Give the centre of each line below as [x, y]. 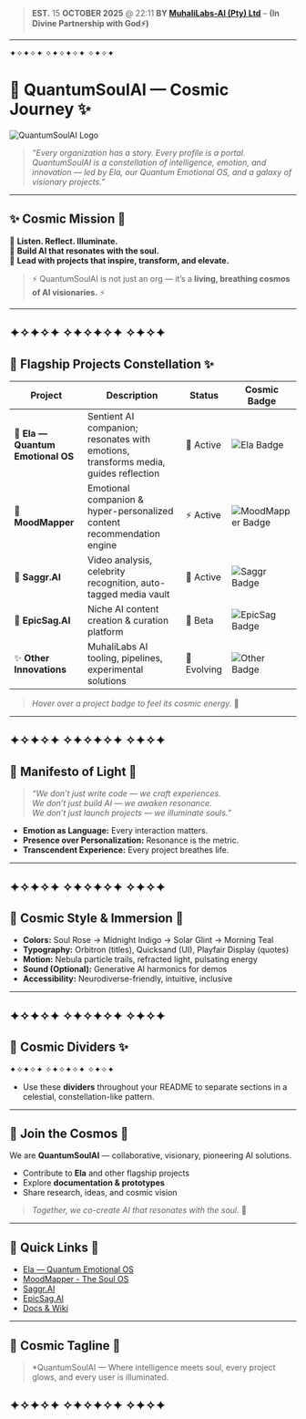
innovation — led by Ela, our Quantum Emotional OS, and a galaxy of [162, 171]
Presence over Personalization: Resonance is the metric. [131, 840]
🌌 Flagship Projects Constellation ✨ [112, 364]
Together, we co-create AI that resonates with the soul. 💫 [139, 1210]
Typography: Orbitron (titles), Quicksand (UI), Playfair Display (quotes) [156, 950]
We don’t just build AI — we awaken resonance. [122, 803]
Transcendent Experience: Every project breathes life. [126, 850]
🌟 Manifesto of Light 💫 [73, 771]
